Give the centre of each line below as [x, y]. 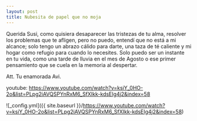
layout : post [22, 11]
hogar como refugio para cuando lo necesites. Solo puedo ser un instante [96, 52]
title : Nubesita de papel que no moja [54, 17]
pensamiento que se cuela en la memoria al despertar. [72, 65]
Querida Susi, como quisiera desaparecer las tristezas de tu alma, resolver [96, 33]
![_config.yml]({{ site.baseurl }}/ [45, 105]
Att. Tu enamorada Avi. [34, 76]
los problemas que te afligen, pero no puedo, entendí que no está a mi [91, 40]
